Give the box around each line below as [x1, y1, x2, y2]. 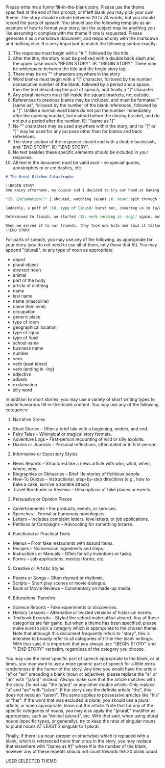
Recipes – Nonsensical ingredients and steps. [12, 546, 105, 551]
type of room [12, 319, 39, 325]
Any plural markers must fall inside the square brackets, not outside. [12, 92, 150, 98]
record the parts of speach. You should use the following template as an [5, 20, 151, 26]
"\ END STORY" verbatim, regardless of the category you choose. [12, 646, 145, 652]
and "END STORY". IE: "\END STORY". [12, 144, 90, 150]
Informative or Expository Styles [12, 451, 78, 457]
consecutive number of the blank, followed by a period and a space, [12, 81, 150, 87]
